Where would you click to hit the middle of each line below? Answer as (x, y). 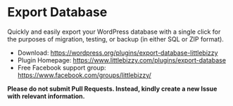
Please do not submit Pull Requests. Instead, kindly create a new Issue (112, 88)
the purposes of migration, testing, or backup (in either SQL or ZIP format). (115, 39)
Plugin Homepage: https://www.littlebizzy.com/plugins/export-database (122, 60)
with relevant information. (46, 96)
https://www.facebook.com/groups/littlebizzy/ (84, 75)
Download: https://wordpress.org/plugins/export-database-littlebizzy (118, 53)
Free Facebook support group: (62, 67)
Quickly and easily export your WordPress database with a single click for (114, 32)
